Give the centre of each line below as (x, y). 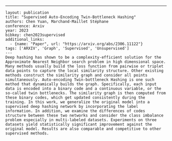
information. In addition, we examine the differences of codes (75, 111)
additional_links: (25, 39)
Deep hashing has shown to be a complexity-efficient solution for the (83, 57)
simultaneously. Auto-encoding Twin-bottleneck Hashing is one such (80, 80)
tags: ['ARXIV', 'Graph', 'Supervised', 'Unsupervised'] (67, 49)
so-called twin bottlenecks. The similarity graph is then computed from (86, 93)
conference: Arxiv (25, 26)
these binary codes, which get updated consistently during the (75, 98)
